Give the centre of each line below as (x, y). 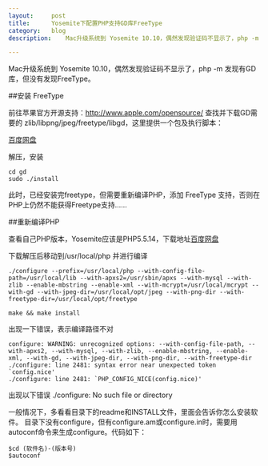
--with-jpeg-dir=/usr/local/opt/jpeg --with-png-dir (127, 292)
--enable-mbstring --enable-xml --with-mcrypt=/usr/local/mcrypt (137, 285)
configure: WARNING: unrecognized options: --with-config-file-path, (127, 344)
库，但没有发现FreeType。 (52, 79)
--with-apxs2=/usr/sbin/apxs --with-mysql (152, 278)
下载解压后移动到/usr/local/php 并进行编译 (78, 256)
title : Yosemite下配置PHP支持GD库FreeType (85, 23)
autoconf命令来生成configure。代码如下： (78, 432)
